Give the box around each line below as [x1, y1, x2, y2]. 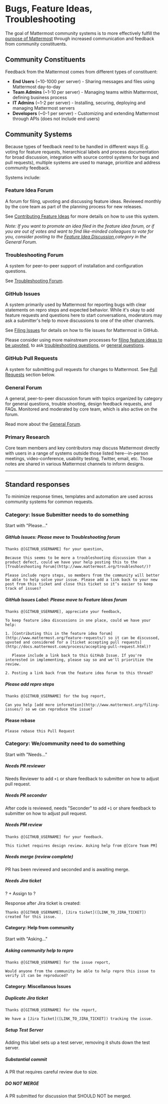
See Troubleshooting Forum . [5, 278, 64, 284]
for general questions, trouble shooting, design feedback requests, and [5, 401, 152, 407]
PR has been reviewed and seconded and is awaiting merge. [5, 866, 130, 872]
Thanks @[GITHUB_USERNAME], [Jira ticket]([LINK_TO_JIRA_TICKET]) [5, 910, 146, 915]
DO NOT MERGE [5, 1080, 39, 1086]
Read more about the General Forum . [5, 421, 81, 427]
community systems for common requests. [5, 499, 93, 505]
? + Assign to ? [5, 890, 36, 896]
